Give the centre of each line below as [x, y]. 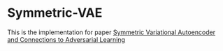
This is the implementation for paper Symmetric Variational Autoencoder [111, 32]
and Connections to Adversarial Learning [66, 39]
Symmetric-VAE [55, 13]
